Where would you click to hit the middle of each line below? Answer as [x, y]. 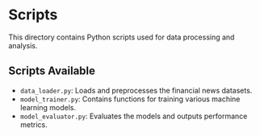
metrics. [34, 124]
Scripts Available [52, 71]
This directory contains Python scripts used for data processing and [122, 37]
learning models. [48, 107]
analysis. [23, 45]
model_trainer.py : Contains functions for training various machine [130, 99]
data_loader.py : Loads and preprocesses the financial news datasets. [136, 90]
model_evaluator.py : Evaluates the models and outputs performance [134, 116]
